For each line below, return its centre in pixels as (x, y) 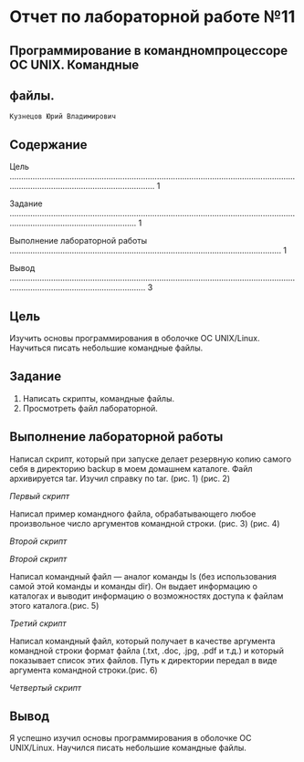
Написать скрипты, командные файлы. (99, 398)
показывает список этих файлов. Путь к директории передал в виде (143, 660)
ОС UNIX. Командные (74, 64)
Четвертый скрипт (46, 687)
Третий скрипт (38, 623)
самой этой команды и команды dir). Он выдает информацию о (134, 586)
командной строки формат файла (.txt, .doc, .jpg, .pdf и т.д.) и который (147, 651)
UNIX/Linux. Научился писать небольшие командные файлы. (128, 748)
